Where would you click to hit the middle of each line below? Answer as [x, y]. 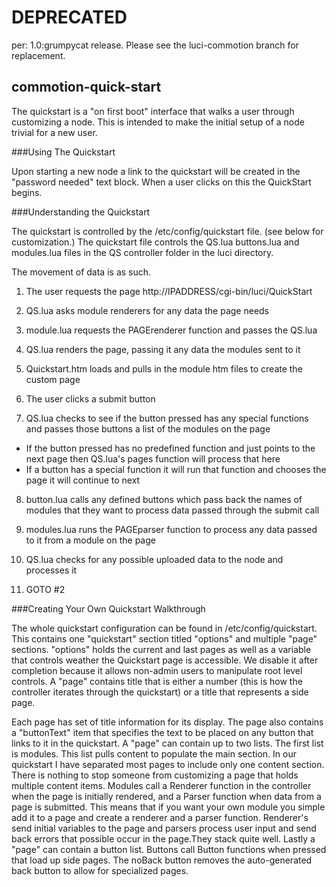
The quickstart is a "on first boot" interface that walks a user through [153, 111]
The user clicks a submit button [90, 398]
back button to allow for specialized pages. [100, 870]
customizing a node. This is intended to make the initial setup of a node [158, 122]
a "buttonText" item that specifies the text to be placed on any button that [162, 732]
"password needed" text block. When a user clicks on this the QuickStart [161, 182]
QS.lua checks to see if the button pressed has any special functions [167, 418]
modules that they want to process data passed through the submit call [172, 510]
